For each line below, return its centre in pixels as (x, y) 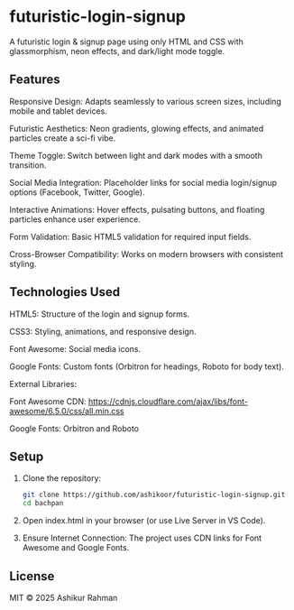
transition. (28, 165)
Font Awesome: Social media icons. (75, 348)
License (32, 576)
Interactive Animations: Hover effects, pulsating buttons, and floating (137, 209)
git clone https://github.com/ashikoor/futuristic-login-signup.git (154, 495)
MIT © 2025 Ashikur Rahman (64, 597)
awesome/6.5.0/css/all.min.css (67, 411)
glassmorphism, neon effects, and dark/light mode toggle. (117, 51)
